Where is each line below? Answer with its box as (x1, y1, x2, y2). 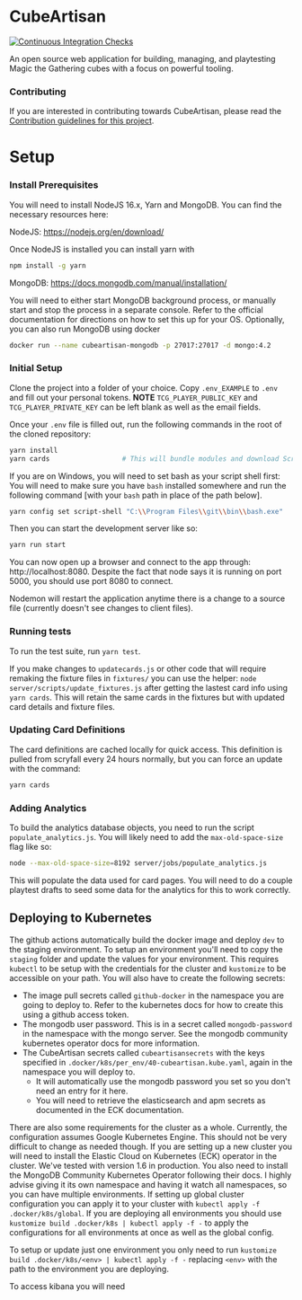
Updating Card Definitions (9, 723, 126, 736)
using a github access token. (22, 1009, 129, 1020)
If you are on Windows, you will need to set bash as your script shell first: (9, 470, 280, 482)
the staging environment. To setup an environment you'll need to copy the (9, 943, 283, 954)
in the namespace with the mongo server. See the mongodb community (22, 1028, 289, 1039)
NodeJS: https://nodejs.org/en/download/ (9, 226, 164, 237)
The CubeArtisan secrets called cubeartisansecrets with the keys (22, 1047, 265, 1057)
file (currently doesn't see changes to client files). (9, 603, 193, 614)
